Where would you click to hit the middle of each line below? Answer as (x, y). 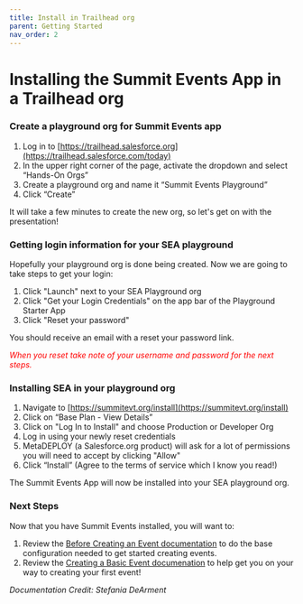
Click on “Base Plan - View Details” (87, 417)
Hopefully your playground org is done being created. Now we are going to (149, 265)
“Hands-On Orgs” (55, 175)
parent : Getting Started (56, 26)
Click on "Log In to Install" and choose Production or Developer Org (148, 427)
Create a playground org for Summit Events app (115, 126)
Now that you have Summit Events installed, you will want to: (122, 525)
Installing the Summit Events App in (146, 79)
